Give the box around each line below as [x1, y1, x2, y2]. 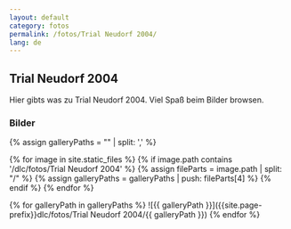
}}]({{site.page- [205, 200, 263, 210]
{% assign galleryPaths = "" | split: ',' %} [9, 137, 158, 148]
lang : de [9, 37, 42, 47]
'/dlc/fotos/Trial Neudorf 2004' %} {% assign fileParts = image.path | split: [9, 164, 282, 175]
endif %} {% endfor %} [9, 183, 94, 193]
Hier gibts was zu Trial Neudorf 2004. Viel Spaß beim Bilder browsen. [9, 94, 264, 105]
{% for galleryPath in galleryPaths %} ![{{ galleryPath [9, 200, 204, 210]
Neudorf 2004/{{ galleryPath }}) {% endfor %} [90, 209, 261, 220]
